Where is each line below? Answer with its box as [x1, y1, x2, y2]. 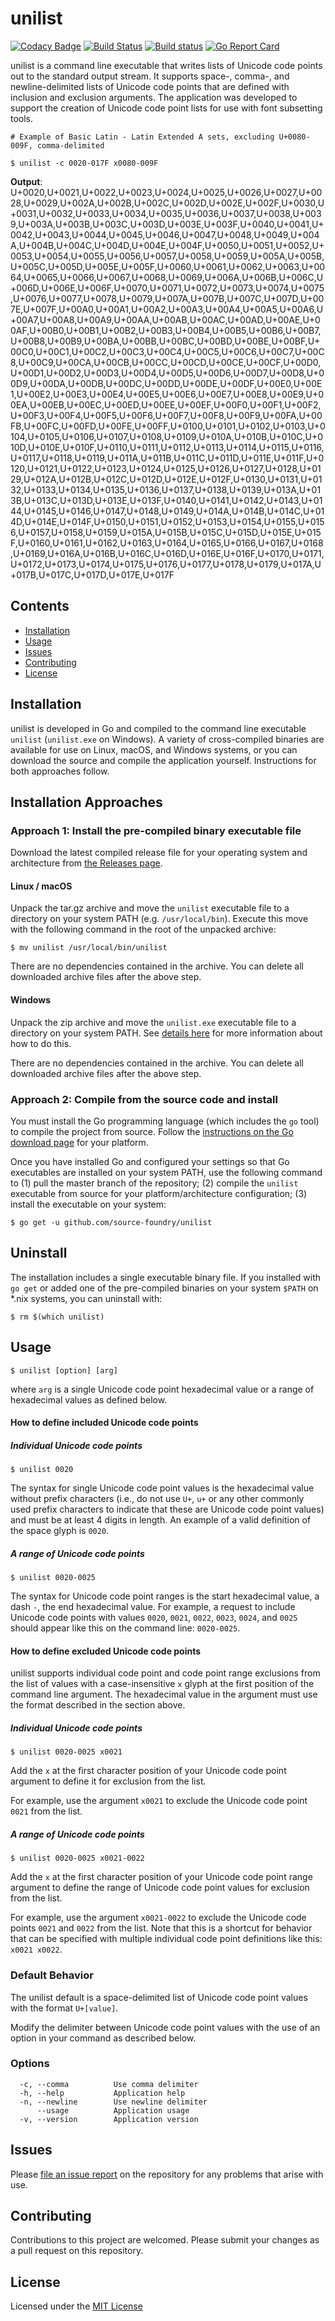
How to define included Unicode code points [10, 1417, 199, 1429]
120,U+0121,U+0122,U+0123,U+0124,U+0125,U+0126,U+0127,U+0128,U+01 [10, 462, 322, 474]
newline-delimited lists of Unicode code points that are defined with [10, 80, 290, 92]
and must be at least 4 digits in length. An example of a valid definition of [10, 1514, 312, 1526]
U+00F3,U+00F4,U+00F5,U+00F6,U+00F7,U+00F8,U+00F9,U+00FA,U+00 [10, 409, 323, 421]
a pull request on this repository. [10, 2245, 144, 2257]
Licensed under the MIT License [10, 2300, 143, 2312]
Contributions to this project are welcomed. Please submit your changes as [10, 2234, 320, 2246]
